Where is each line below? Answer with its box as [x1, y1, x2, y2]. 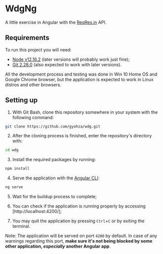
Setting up [5, 96, 38, 104]
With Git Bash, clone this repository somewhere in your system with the [12, 109, 158, 115]
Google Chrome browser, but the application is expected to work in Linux [5, 76, 154, 82]
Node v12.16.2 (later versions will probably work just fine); [12, 56, 130, 62]
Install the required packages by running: [12, 157, 96, 163]
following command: [12, 114, 54, 120]
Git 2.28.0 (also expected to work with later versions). [12, 61, 122, 67]
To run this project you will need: [5, 46, 72, 52]
